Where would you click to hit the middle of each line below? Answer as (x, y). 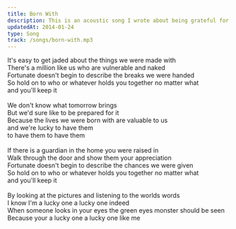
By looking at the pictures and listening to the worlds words (94, 196)
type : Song (23, 34)
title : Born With (33, 14)
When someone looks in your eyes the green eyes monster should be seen (116, 211)
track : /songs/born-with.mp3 (50, 40)
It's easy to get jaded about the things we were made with (92, 60)
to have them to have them (46, 136)
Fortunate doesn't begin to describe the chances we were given (100, 165)
